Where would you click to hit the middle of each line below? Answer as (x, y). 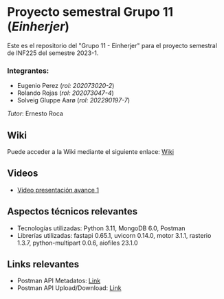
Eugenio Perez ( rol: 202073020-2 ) (66, 86)
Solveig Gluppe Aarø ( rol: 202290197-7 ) (74, 100)
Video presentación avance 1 (58, 190)
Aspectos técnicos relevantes (72, 211)
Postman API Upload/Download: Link (69, 288)
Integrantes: (28, 71)
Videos (23, 174)
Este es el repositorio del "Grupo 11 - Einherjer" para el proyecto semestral (112, 45)
